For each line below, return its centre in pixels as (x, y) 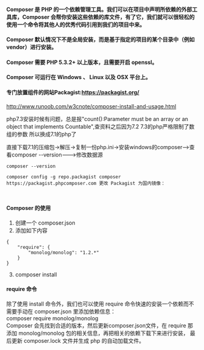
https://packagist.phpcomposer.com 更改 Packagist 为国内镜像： (86, 183)
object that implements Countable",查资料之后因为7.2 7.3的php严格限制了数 (100, 126)
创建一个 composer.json (45, 223)
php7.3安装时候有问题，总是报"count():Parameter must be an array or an (97, 119)
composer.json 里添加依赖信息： (75, 311)
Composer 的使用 (29, 208)
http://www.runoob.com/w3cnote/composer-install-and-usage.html (91, 106)
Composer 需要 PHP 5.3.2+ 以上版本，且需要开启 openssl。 (82, 62)
